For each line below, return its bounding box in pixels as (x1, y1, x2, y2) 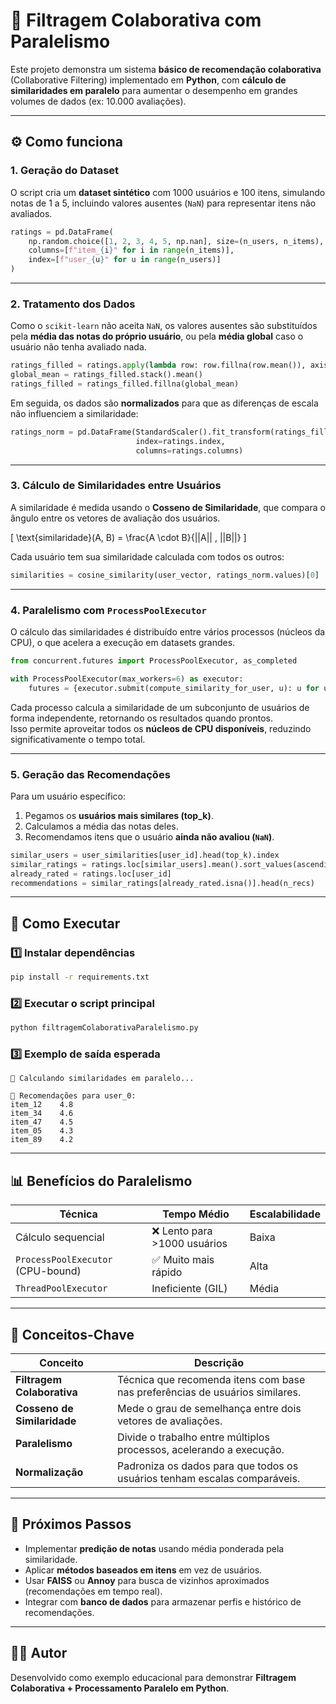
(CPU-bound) (15, 1264, 82, 1278)
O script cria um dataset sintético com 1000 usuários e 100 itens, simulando (10, 186, 326, 198)
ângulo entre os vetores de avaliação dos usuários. (10, 512, 221, 524)
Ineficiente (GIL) (151, 1282, 228, 1296)
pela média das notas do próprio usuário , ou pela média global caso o (10, 330, 304, 343)
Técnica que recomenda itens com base (117, 1373, 306, 1387)
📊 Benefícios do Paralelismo (10, 1172, 193, 1189)
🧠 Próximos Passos (10, 1516, 132, 1533)
